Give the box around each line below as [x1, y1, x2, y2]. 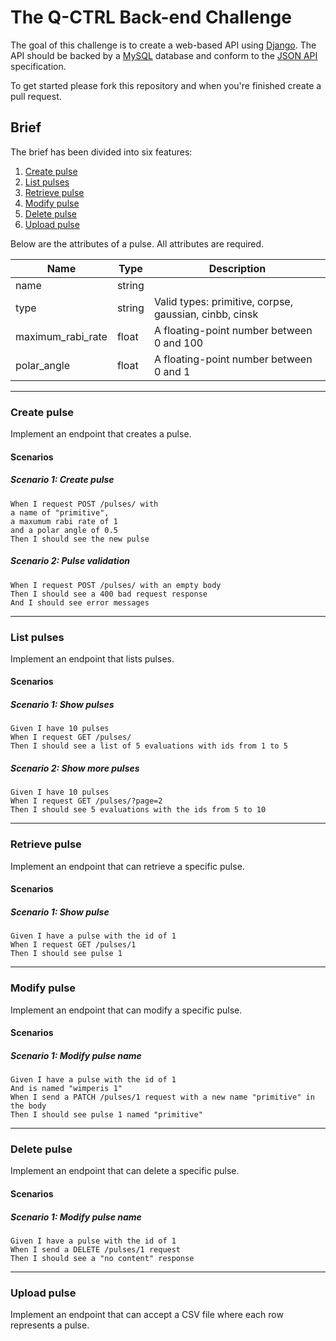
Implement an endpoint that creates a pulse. [10, 428, 192, 440]
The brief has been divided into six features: [10, 146, 193, 158]
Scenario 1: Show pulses [10, 699, 115, 711]
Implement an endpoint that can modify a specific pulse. [10, 1004, 243, 1016]
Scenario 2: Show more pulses [10, 762, 140, 775]
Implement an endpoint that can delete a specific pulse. [10, 1165, 240, 1177]
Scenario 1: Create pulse [10, 474, 115, 486]
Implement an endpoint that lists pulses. [10, 652, 175, 665]
